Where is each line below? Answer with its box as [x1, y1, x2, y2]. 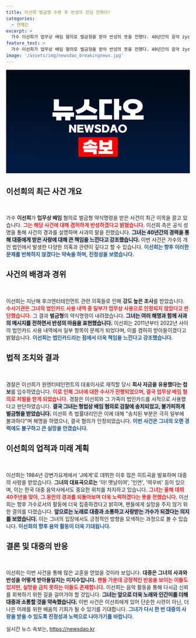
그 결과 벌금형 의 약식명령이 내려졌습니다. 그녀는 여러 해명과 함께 [33, 312, 177, 319]
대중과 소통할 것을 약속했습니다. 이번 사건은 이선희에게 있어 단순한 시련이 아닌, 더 [6, 598, 189, 605]
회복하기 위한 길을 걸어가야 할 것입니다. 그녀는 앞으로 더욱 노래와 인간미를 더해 [12, 591, 188, 598]
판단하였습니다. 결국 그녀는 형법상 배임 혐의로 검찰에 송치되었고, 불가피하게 [16, 402, 185, 409]
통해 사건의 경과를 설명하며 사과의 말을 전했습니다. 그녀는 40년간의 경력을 [16, 229, 184, 236]
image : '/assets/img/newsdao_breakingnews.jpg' [6, 53, 124, 58]
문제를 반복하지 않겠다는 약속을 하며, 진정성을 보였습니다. [6, 251, 134, 258]
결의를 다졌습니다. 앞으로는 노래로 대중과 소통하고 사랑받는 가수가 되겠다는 [12, 508, 179, 515]
